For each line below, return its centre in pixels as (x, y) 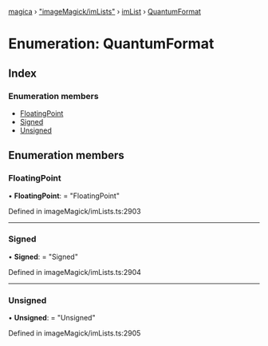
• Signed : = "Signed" (43, 257)
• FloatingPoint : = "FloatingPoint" (64, 196)
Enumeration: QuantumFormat (111, 44)
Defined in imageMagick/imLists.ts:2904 (75, 272)
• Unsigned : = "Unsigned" (52, 318)
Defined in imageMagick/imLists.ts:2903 (75, 211)
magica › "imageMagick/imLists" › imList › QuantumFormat (105, 12)
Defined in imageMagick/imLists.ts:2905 (75, 333)
